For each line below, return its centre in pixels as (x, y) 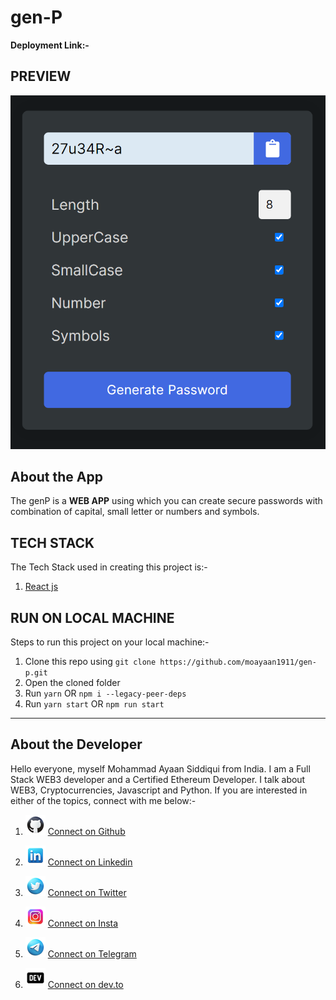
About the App (56, 477)
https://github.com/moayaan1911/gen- (238, 662)
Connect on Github (86, 831)
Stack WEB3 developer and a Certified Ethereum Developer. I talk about (158, 779)
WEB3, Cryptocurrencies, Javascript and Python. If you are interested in (159, 790)
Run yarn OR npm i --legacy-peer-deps (105, 693)
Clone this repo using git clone (90, 662)
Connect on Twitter (87, 892)
